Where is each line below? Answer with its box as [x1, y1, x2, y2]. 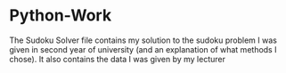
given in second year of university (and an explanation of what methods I [9, 44, 277, 54]
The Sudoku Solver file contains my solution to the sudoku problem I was [9, 35, 278, 45]
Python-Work [9, 5, 112, 26]
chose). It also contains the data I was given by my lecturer [9, 53, 225, 64]
